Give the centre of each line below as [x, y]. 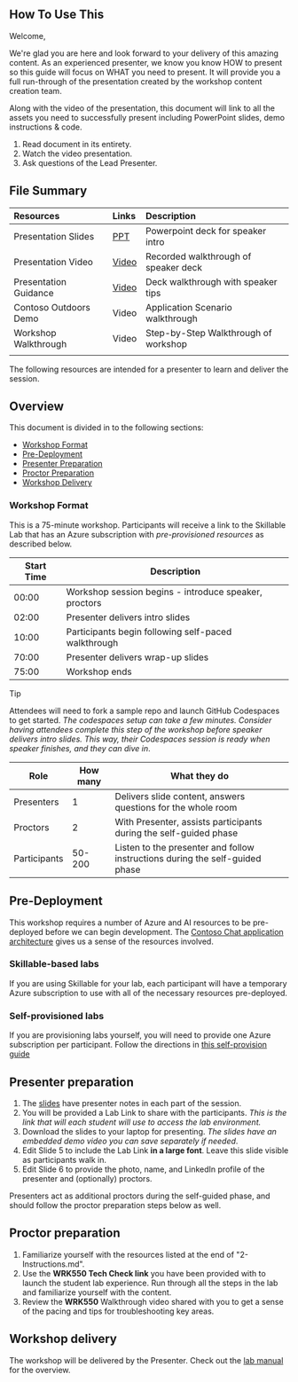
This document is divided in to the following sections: [106, 428]
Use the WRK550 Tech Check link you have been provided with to [144, 1273]
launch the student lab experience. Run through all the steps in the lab [150, 1283]
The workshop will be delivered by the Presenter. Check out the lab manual [146, 1360]
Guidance [34, 293]
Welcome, [27, 35]
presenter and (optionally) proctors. [87, 1178]
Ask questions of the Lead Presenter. [90, 162]
